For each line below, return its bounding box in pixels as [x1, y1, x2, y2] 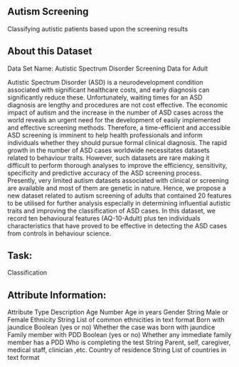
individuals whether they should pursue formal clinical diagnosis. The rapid [7, 138, 228, 147]
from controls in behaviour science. [7, 229, 112, 238]
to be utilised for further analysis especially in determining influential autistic [7, 198, 231, 207]
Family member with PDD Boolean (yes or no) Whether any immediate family [7, 331, 232, 339]
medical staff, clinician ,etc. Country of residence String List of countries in [7, 346, 227, 354]
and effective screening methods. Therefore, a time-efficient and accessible [7, 123, 231, 132]
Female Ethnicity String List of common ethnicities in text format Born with [7, 316, 225, 324]
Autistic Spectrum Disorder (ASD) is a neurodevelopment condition [7, 78, 204, 86]
